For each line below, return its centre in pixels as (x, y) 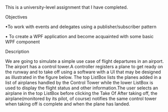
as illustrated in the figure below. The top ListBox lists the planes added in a (83, 77)
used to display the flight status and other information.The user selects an (82, 88)
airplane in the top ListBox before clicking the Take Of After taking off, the (81, 93)
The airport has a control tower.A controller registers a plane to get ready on (84, 67)
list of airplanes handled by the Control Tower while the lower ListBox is (79, 83)
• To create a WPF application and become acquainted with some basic (79, 36)
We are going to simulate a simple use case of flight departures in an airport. (85, 61)
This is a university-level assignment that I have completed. (67, 7)
